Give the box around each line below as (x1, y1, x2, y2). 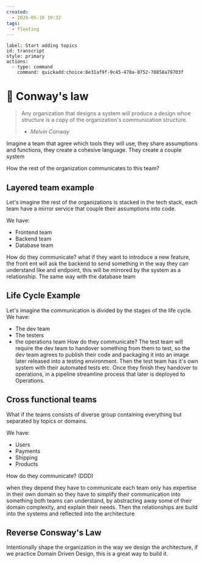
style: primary (6, 53, 45, 60)
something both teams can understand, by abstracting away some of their (6, 497, 192, 504)
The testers (15, 331, 44, 339)
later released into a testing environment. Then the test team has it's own (15, 357, 199, 365)
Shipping (15, 454, 38, 461)
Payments (15, 447, 41, 454)
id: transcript (6, 48, 45, 54)
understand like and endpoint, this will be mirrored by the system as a (6, 267, 181, 273)
